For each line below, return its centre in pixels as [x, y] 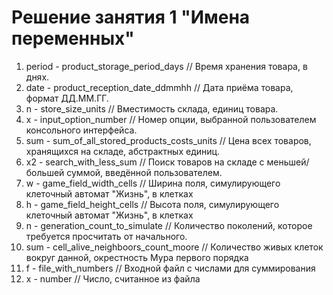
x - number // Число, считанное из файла [113, 278]
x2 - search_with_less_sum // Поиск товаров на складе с [145, 162]
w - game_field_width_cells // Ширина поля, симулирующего [153, 183]
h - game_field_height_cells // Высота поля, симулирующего [152, 204]
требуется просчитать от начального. [106, 236]
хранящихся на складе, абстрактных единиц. [123, 151]
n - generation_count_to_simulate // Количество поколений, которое [169, 225]
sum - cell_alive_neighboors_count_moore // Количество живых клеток [174, 247]
